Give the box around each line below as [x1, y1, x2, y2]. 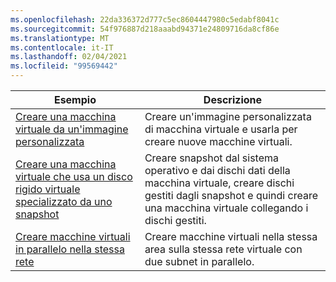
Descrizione [203, 93, 263, 106]
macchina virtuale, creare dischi [144, 176, 295, 190]
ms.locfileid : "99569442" [10, 61, 118, 71]
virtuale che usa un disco [15, 170, 133, 183]
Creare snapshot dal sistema [144, 151, 280, 165]
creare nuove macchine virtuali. [144, 135, 293, 148]
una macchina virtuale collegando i [144, 201, 309, 215]
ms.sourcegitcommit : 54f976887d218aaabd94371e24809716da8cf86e [10, 24, 280, 34]
